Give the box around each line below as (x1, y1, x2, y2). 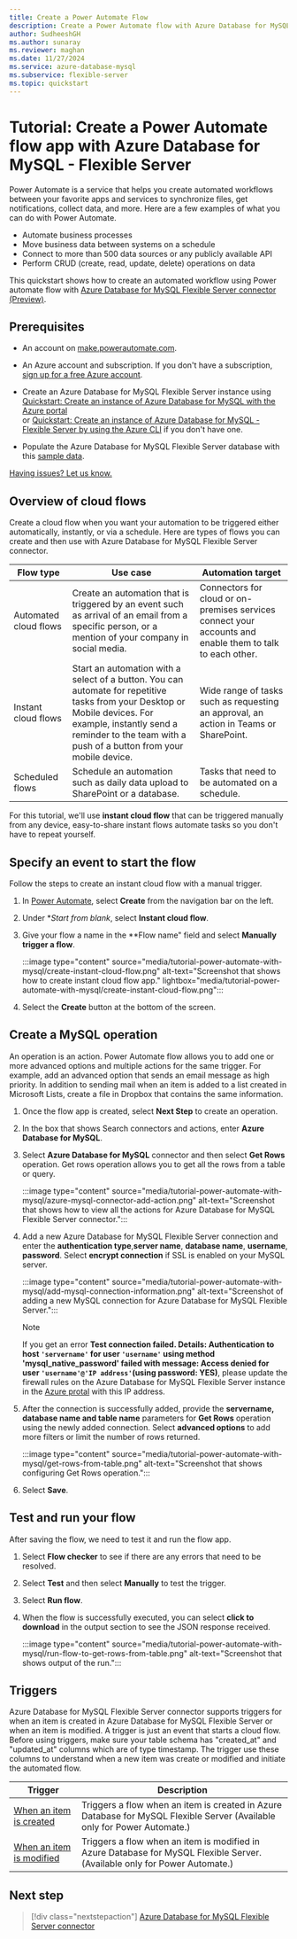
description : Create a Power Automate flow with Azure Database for (9, 21, 267, 30)
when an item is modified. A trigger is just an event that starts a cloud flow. (9, 1725, 281, 1736)
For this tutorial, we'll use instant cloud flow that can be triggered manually (9, 810, 285, 821)
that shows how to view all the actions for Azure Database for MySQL (21, 1204, 276, 1215)
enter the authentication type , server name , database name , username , (21, 1240, 288, 1250)
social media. (72, 642, 127, 655)
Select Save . (21, 1484, 69, 1495)
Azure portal (21, 405, 68, 417)
